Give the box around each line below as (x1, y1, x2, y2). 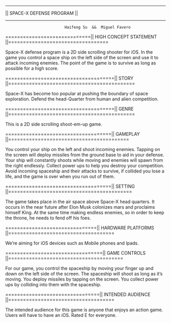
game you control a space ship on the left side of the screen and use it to (5, 55, 159, 60)
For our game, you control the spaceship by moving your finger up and (5, 265, 154, 271)
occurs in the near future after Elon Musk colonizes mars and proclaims (5, 204, 155, 210)
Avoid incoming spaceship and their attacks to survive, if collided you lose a (5, 168, 164, 174)
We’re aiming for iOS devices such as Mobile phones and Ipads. (5, 240, 139, 246)
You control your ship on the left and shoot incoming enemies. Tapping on (5, 146, 160, 152)
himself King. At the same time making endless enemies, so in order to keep (5, 210, 164, 215)
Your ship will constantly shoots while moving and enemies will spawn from (5, 157, 163, 163)
